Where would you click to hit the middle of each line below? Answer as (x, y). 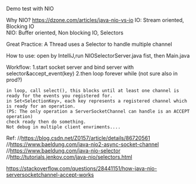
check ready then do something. (46, 122)
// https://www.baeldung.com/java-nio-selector (63, 150)
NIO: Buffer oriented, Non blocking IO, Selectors (65, 33)
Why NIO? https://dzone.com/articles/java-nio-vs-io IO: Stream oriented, (95, 20)
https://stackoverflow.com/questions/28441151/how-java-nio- (82, 168)
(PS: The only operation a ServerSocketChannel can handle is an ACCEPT (98, 112)
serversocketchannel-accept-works (50, 175)
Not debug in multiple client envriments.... (63, 127)
